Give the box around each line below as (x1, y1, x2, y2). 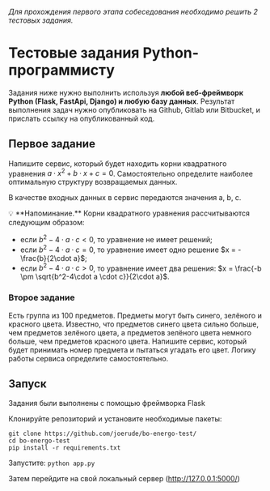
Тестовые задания (8, 44, 140, 62)
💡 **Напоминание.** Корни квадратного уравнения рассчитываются (8, 208, 251, 218)
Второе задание (8, 292, 75, 303)
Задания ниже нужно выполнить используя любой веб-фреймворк (8, 88, 244, 97)
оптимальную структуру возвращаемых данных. (8, 177, 178, 187)
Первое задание (8, 137, 95, 151)
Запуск (8, 377, 47, 391)
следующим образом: (8, 218, 85, 228)
